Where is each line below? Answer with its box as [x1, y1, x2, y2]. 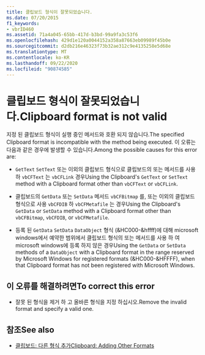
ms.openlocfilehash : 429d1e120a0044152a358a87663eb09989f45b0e [6, 37, 171, 43]
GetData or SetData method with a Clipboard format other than [15, 207, 171, 215]
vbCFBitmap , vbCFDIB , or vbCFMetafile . [15, 214, 110, 221]
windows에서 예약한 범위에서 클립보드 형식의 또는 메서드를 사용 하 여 [15, 234, 180, 242]
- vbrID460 [6, 26, 34, 32]
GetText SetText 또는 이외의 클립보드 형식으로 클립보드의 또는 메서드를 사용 [15, 166, 196, 173]
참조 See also [6, 324, 54, 335]
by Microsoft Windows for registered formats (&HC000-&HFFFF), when [15, 255, 195, 263]
